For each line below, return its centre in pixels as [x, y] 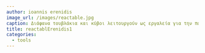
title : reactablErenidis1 [39, 29]
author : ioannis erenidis [39, 12]
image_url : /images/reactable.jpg [50, 18]
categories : [21, 35]
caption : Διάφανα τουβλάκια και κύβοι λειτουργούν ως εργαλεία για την [99, 23]
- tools [22, 40]
